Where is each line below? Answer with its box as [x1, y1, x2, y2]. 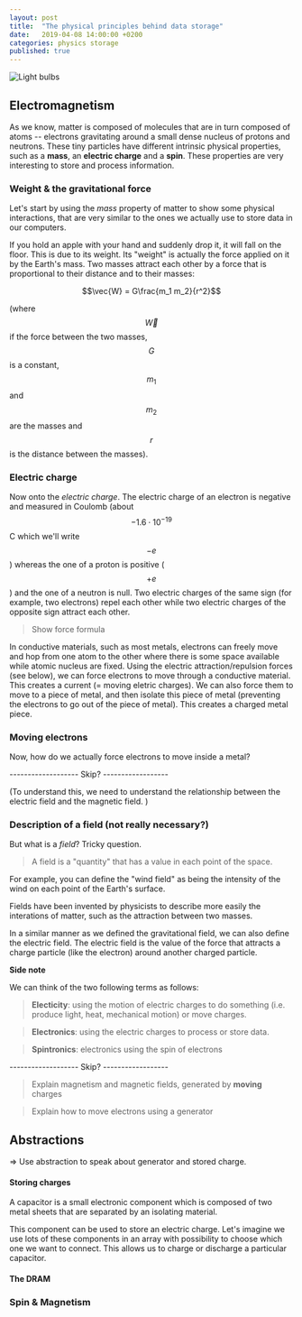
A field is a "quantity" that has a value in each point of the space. [31, 856, 273, 867]
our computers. [9, 222, 67, 233]
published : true [9, 47, 70, 56]
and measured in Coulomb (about [9, 502, 134, 512]
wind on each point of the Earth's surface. [9, 883, 166, 894]
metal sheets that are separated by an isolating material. [9, 1206, 218, 1218]
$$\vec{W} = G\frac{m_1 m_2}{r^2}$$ [81, 286, 222, 297]
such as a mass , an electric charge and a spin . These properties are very [9, 150, 284, 161]
